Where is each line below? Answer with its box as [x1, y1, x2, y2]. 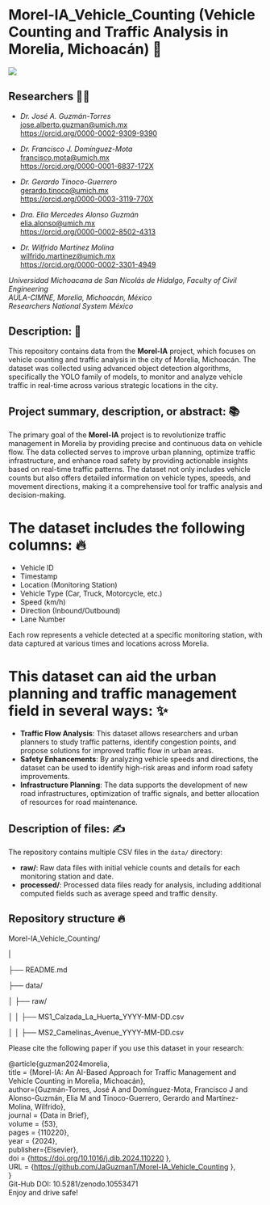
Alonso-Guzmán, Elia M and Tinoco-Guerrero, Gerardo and [8, 1093, 205, 1102]
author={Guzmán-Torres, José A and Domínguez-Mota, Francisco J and [8, 1085, 248, 1094]
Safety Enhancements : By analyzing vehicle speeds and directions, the [19, 754, 260, 765]
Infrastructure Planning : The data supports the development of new [19, 780, 248, 790]
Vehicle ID [19, 563, 54, 573]
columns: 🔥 [8, 536, 86, 554]
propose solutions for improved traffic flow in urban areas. [19, 746, 214, 756]
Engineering [8, 284, 48, 293]
